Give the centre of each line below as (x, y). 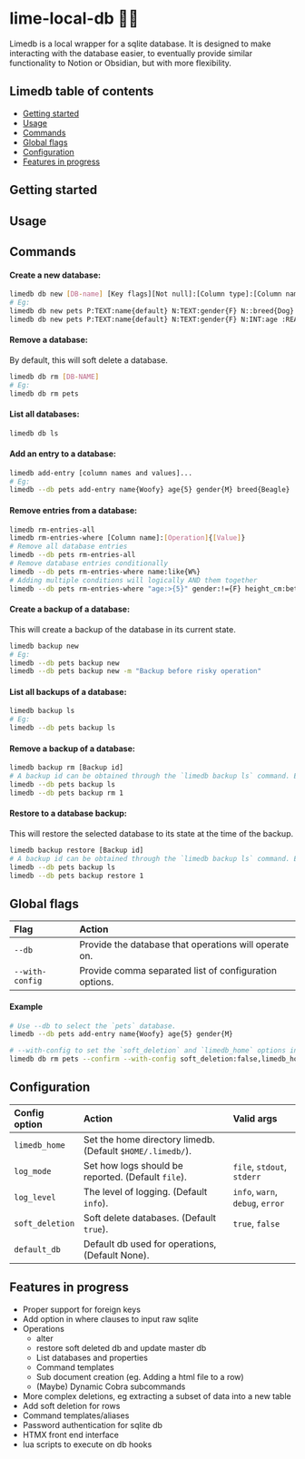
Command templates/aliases (76, 1415)
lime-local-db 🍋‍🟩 (74, 19)
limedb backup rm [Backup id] (67, 768)
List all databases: (44, 414)
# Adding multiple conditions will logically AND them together (133, 580)
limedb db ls (34, 433)
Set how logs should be (133, 1165)
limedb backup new (44, 646)
